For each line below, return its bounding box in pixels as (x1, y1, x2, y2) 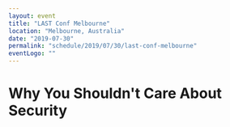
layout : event (8, 11, 57, 20)
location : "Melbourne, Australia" (8, 27, 126, 35)
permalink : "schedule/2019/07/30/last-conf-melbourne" (8, 42, 198, 50)
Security (8, 102, 67, 120)
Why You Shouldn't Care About (8, 84, 223, 103)
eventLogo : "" (8, 49, 57, 57)
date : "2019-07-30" (8, 34, 75, 43)
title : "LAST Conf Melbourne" (8, 19, 111, 28)
